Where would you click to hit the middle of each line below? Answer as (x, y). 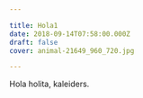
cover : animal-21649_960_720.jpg (72, 50)
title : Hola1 (34, 25)
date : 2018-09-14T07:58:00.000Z (70, 34)
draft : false (34, 42)
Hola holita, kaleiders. (49, 84)
